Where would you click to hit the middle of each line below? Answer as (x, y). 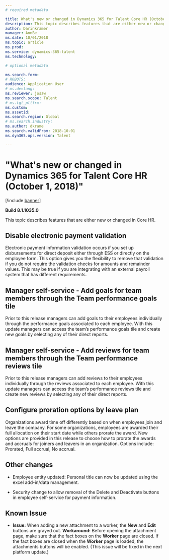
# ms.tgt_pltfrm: (23, 103)
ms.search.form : (22, 75)
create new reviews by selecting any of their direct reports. (66, 394)
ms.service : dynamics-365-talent (40, 52)
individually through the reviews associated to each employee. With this (80, 383)
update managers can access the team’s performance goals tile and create (83, 329)
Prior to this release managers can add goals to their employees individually (84, 319)
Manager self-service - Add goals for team (73, 290)
